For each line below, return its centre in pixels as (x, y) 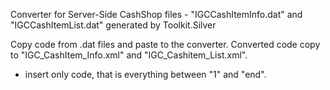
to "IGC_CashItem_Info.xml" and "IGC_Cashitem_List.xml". (129, 55)
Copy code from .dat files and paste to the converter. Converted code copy (165, 44)
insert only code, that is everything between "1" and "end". (145, 74)
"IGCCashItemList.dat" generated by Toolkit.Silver (113, 25)
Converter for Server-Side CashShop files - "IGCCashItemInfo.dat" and (156, 14)
